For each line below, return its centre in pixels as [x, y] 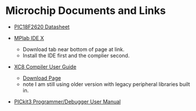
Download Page [42, 78]
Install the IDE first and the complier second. [76, 55]
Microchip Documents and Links [86, 11]
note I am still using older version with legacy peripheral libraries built [106, 84]
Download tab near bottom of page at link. [74, 49]
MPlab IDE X [29, 38]
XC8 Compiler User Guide [45, 67]
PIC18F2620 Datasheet [42, 27]
